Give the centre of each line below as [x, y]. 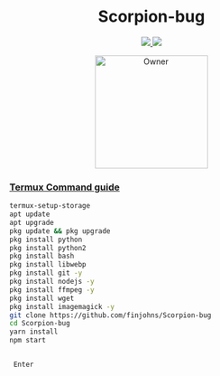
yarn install [34, 332]
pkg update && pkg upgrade [60, 231]
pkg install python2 [48, 248]
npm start [28, 341]
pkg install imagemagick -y [62, 306]
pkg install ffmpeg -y [52, 290]
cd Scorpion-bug [40, 324]
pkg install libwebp [48, 265]
